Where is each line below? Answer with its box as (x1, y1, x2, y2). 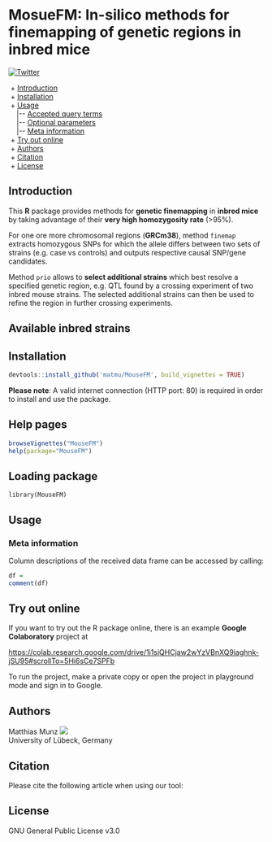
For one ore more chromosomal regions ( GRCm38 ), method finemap (8, 230, 236, 240)
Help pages (8, 417, 67, 432)
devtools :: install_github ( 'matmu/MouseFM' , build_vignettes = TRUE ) (8, 370, 245, 379)
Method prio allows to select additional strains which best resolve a (8, 272, 239, 281)
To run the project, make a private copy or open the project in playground (8, 672, 254, 682)
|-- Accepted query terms (15, 108, 103, 119)
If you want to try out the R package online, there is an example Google (8, 623, 247, 633)
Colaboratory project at (8, 632, 89, 642)
